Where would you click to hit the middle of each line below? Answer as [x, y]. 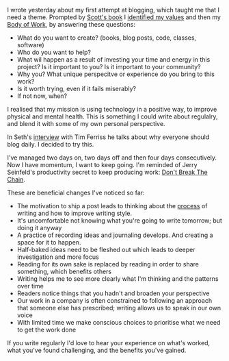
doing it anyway [39, 228]
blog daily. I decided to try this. [51, 144]
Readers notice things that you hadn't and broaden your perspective [113, 293]
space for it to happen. [49, 242]
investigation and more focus [58, 257]
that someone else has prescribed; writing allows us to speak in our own [119, 308]
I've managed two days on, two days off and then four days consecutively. [112, 158]
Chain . [16, 179]
